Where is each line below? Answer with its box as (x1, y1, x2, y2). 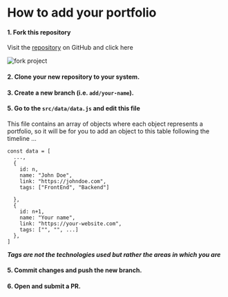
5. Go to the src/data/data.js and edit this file (7, 104, 140, 113)
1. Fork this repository (7, 28, 71, 36)
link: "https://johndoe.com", (19, 178, 107, 184)
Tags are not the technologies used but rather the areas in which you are (7, 250, 221, 258)
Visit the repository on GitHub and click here (7, 44, 133, 52)
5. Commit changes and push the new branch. (7, 266, 142, 274)
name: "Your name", (19, 214, 76, 221)
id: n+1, (19, 208, 45, 215)
